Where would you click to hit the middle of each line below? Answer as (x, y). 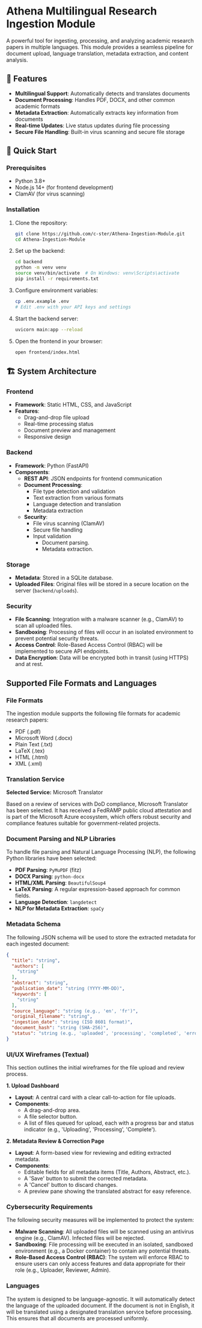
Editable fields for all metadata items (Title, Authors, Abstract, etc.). (107, 1172)
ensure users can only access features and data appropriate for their (100, 1264)
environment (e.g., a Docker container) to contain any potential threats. (103, 1251)
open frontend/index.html (47, 352)
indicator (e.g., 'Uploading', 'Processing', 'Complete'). (90, 1129)
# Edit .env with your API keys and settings (73, 307)
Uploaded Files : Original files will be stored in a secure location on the (102, 584)
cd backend (29, 262)
